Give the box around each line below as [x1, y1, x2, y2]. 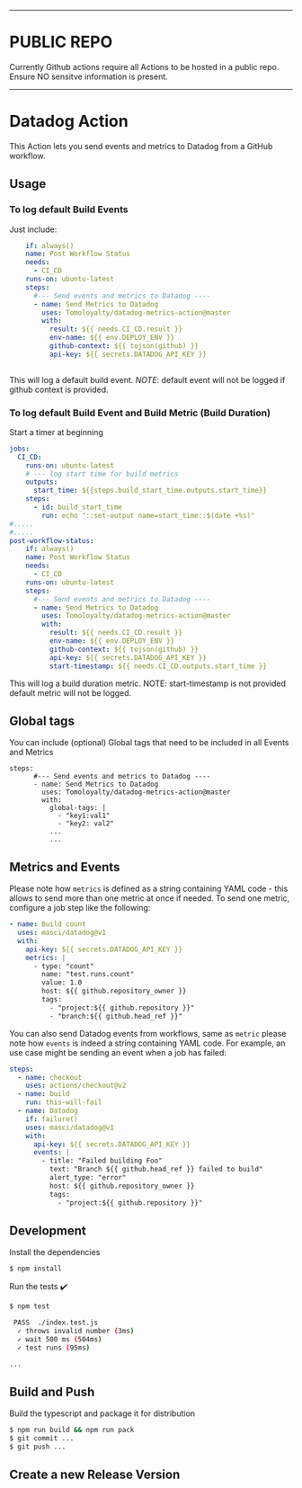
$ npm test [9, 1302, 50, 1311]
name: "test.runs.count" [41, 970, 135, 979]
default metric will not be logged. [9, 687, 132, 698]
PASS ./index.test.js [13, 1318, 99, 1327]
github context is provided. [9, 384, 110, 395]
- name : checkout [17, 1073, 83, 1082]
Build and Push [9, 1384, 95, 1399]
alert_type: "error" [49, 1173, 127, 1182]
